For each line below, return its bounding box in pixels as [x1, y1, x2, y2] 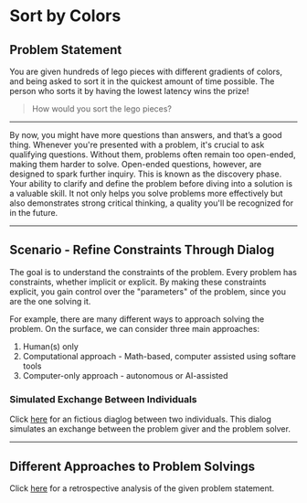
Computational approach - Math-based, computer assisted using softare [22, 350, 297, 361]
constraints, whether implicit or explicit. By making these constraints [9, 276, 267, 287]
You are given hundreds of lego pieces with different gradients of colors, [9, 66, 283, 77]
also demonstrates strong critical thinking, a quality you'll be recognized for [9, 198, 294, 209]
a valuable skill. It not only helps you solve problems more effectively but [9, 188, 283, 198]
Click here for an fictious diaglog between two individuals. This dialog [9, 413, 272, 425]
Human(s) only [22, 340, 79, 352]
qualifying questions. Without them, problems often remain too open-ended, [9, 149, 296, 160]
